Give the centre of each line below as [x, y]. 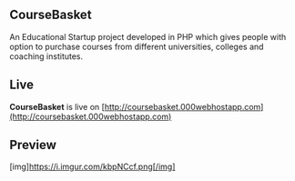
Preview [33, 145]
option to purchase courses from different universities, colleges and [137, 46]
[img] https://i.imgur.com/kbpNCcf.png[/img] [92, 166]
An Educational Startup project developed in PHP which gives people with [148, 36]
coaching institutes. [46, 56]
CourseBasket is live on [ [57, 106]
